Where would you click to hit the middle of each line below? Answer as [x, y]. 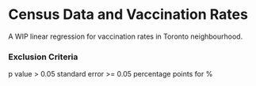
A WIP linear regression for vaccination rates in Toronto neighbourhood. [126, 36]
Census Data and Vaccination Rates [128, 15]
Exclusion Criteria [43, 57]
